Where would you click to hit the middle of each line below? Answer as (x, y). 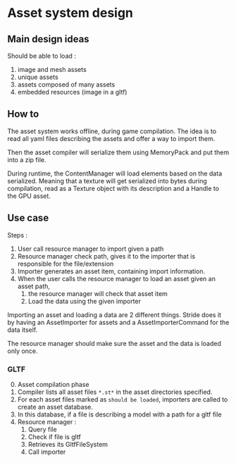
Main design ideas (48, 39)
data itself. (23, 330)
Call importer (47, 452)
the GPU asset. (29, 196)
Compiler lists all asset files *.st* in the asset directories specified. (115, 392)
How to (23, 114)
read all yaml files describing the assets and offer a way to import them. (111, 138)
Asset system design (70, 13)
